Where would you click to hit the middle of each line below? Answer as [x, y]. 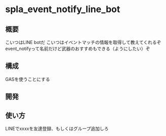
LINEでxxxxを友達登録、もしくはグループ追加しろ [57, 129]
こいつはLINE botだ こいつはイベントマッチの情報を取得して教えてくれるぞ [83, 42]
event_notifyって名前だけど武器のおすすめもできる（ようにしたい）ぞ [78, 49]
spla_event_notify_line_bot [63, 9]
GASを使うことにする [28, 79]
